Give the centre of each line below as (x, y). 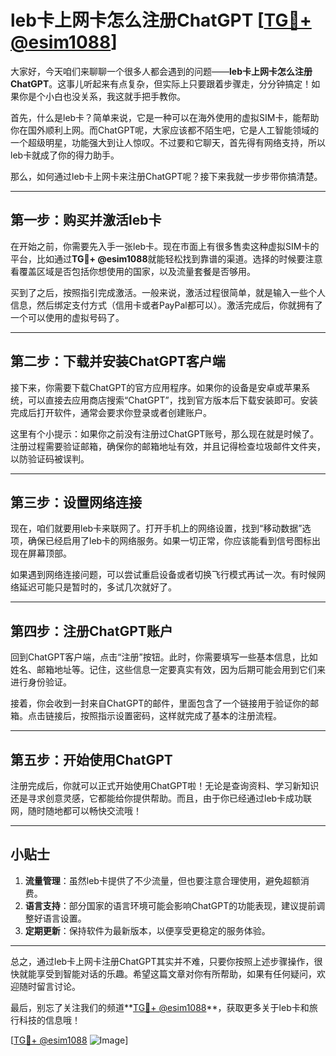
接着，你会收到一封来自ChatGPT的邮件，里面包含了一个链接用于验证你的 (160, 703)
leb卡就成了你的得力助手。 (65, 155)
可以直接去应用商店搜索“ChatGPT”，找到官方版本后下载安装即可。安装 (172, 400)
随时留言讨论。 (49, 986)
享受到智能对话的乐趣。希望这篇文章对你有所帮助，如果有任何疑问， (176, 973)
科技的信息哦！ (49, 1020)
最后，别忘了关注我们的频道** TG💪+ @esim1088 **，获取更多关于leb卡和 (160, 1007)
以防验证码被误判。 (50, 458)
